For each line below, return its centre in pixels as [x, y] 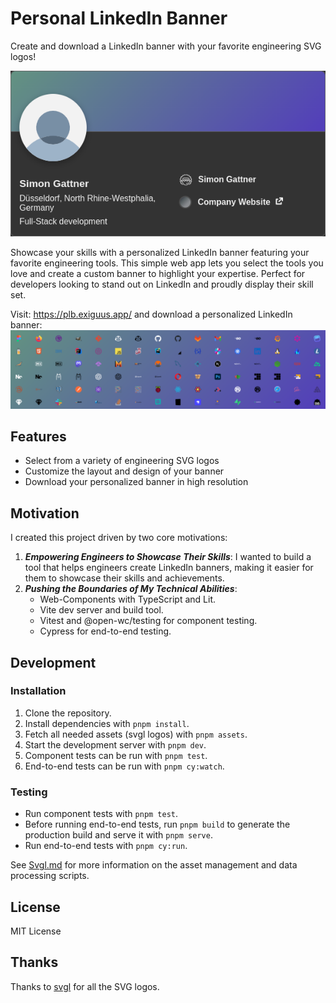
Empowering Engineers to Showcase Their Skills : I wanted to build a [168, 557]
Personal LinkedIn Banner [119, 18]
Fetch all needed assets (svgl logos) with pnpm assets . [136, 734]
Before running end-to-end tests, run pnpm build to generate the [157, 824]
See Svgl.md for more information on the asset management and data [154, 865]
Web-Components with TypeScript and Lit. [128, 599]
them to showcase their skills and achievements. [124, 578]
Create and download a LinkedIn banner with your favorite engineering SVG [166, 46]
